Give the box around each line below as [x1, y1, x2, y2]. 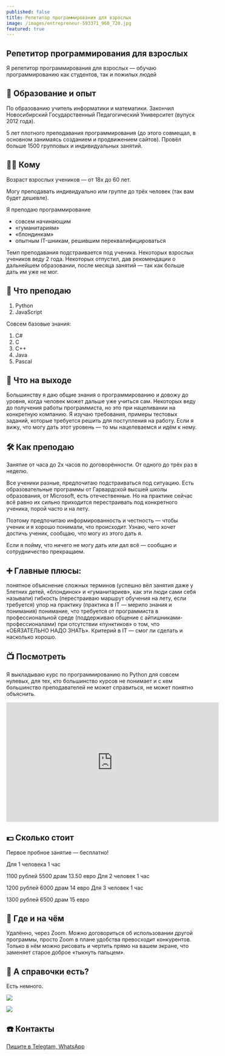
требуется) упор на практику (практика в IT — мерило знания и [6, 601, 172, 608]
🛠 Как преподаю [6, 441, 75, 452]
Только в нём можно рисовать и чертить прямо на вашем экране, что [6, 942, 189, 950]
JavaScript [15, 308, 42, 316]
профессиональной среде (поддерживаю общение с [6, 614, 144, 621]
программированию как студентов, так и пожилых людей [6, 71, 156, 78]
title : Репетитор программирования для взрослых [6, 15, 132, 21]
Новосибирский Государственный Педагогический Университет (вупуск [6, 111, 195, 118]
